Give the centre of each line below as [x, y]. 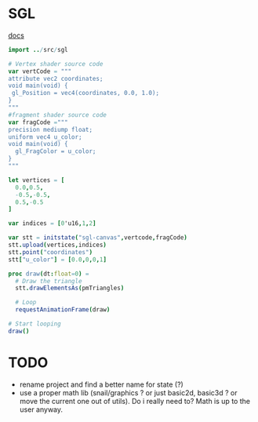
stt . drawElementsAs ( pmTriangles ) [70, 288]
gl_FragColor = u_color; [56, 151]
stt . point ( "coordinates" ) [50, 252]
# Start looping [35, 324]
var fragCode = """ [38, 122]
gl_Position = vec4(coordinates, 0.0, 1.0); [85, 93]
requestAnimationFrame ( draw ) [63, 310]
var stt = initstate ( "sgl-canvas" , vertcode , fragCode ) [98, 238]
